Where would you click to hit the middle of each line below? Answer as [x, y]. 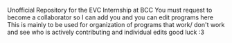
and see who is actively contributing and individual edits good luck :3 [106, 32]
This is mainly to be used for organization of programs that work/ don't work [116, 25]
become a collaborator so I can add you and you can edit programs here [110, 17]
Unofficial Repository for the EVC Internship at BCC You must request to [110, 10]
